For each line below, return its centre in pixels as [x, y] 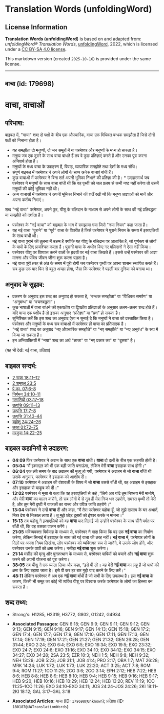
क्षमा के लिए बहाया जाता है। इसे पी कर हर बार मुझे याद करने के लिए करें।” [69, 570]
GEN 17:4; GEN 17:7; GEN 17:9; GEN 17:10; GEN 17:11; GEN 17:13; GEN [80, 634]
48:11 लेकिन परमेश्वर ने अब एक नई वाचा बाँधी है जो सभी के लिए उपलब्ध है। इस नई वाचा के [83, 576]
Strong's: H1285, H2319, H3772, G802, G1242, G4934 [66, 614]
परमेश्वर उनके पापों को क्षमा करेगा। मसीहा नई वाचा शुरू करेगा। [60, 548]
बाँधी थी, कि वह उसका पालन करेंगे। [40, 526]
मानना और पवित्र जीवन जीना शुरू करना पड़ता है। [50, 258]
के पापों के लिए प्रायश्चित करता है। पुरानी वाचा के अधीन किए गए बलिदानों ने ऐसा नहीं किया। [82, 247]
